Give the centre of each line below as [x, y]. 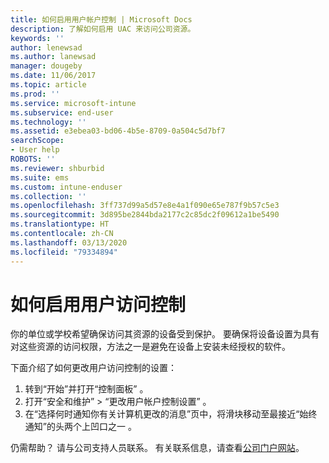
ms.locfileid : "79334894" [64, 252]
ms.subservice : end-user [62, 112]
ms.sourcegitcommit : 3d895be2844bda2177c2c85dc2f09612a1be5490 [145, 215]
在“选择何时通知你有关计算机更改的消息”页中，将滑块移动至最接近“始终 [171, 414]
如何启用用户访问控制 [98, 304]
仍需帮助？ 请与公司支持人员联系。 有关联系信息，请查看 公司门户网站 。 [157, 448]
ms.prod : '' [35, 94]
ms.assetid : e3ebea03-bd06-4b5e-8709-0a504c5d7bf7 [118, 131]
